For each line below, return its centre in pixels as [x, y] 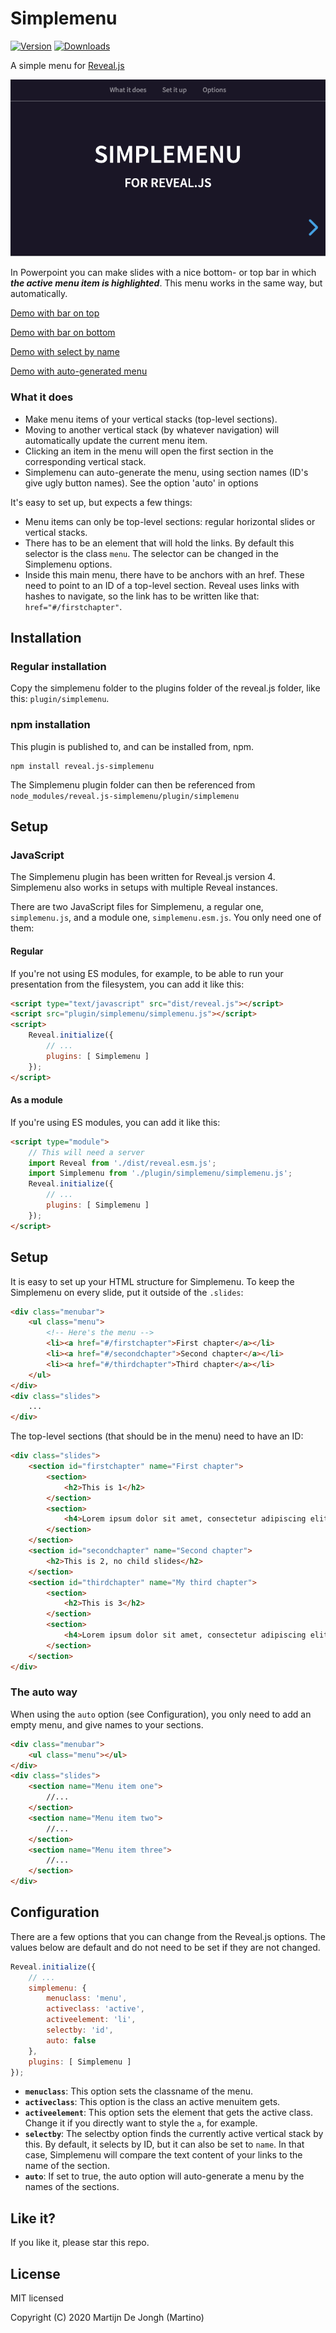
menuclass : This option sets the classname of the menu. [139, 2091]
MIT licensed [37, 2298]
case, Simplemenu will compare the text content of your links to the [163, 2155]
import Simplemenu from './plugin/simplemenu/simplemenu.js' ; [160, 1173]
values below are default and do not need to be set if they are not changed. [165, 1947]
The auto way [44, 1692]
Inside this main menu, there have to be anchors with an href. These [164, 574]
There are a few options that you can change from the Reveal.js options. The [168, 1936]
